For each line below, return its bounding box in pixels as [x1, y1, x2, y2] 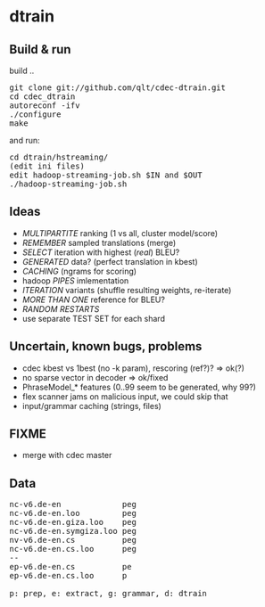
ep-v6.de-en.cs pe [9, 562, 132, 572]
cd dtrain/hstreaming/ [9, 152, 109, 162]
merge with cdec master [21, 450, 112, 461]
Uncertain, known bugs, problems [9, 339, 203, 354]
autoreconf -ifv [9, 101, 80, 111]
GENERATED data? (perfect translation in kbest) [21, 256, 198, 267]
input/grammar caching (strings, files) [21, 400, 162, 411]
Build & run [9, 42, 71, 57]
